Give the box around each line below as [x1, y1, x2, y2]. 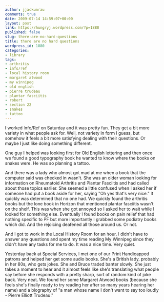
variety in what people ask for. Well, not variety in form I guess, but [5, 130, 140, 136]
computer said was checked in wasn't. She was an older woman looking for [5, 175, 157, 181]
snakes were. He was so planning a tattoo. [5, 160, 90, 166]
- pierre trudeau [5, 89, 41, 94]
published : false [5, 30, 41, 35]
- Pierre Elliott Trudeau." [5, 292, 54, 298]
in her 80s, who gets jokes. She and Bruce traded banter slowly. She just [5, 261, 151, 267]
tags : [5, 57, 16, 62]
